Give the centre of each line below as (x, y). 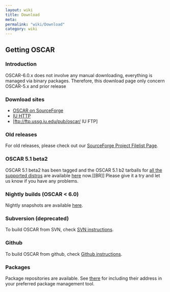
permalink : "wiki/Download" (35, 24)
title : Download (22, 15)
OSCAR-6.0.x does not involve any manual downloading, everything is (79, 75)
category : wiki (21, 29)
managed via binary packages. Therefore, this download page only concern (85, 81)
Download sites (25, 99)
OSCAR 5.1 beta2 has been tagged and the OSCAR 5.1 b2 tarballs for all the (84, 170)
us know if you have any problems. (42, 181)
